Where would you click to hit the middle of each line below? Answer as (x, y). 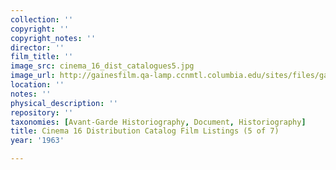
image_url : (33, 76)
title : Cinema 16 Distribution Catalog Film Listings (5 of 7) (145, 131)
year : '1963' (37, 141)
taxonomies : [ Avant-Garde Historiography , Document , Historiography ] (158, 122)
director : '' (37, 47)
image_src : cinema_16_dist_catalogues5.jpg (102, 66)
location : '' (37, 85)
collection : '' (42, 19)
